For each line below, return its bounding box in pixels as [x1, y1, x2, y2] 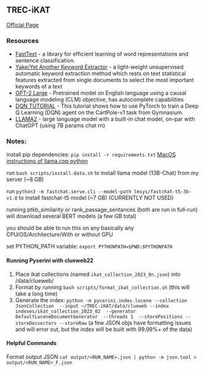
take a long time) [15, 290, 58, 297]
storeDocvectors [15, 320, 57, 326]
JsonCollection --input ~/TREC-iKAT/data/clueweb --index [15, 303, 170, 309]
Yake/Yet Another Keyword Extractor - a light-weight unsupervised [15, 64, 184, 71]
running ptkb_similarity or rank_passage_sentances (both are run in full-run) [6, 206, 198, 214]
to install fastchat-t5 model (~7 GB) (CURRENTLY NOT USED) [18, 194, 174, 201]
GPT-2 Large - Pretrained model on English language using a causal [15, 89, 187, 97]
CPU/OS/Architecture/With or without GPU [6, 231, 113, 238]
